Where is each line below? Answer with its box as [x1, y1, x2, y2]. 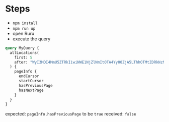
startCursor [18, 79, 44, 84]
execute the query [12, 36, 51, 42]
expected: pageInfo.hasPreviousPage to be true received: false [5, 111, 137, 117]
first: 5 [14, 55, 33, 60]
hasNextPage [18, 88, 44, 93]
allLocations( [10, 50, 39, 55]
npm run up [12, 26, 36, 31]
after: [14, 59, 28, 65]
